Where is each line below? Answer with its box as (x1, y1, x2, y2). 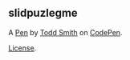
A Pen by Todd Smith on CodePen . (8, 27, 123, 37)
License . (8, 43, 37, 53)
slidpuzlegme (8, 6, 78, 20)
